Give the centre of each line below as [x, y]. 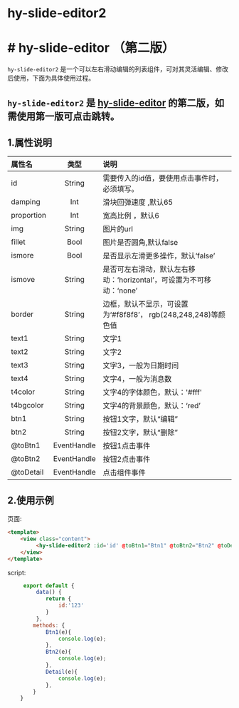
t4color [23, 392]
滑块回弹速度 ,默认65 [138, 203]
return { [58, 599]
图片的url [118, 229]
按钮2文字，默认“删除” [140, 433]
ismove [23, 280]
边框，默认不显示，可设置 [145, 304]
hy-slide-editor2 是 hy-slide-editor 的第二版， [111, 102]
